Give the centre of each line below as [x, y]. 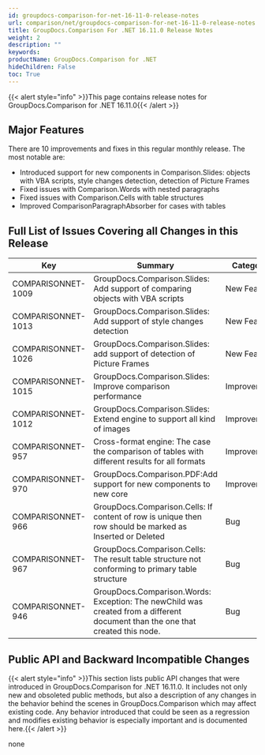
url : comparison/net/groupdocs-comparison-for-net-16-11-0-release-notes [132, 23]
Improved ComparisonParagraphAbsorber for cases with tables [123, 206]
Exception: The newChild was [148, 602]
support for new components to [152, 484]
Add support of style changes [148, 321]
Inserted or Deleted [129, 536]
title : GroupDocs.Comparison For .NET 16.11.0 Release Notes [111, 30]
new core [111, 494]
